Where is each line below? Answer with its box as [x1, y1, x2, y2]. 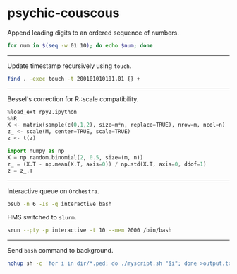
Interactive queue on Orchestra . [7, 186, 99, 195]
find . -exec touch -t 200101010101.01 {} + [7, 75, 140, 82]
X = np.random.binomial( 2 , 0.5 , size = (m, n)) [7, 154, 143, 161]
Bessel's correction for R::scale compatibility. [7, 94, 139, 103]
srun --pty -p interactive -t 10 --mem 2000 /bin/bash [7, 227, 172, 234]
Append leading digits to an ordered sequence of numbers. [7, 28, 180, 37]
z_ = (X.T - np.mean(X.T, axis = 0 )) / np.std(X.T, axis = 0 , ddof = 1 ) [7, 161, 207, 168]
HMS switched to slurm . [7, 213, 77, 222]
